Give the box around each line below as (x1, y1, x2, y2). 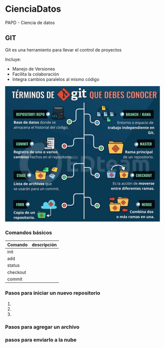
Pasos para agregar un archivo (5, 323, 80, 330)
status (7, 262, 20, 268)
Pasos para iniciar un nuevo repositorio (5, 290, 101, 297)
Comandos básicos (5, 229, 53, 236)
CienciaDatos (5, 3, 61, 15)
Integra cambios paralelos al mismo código (12, 76, 100, 82)
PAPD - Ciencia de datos (5, 20, 55, 25)
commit (7, 276, 23, 282)
